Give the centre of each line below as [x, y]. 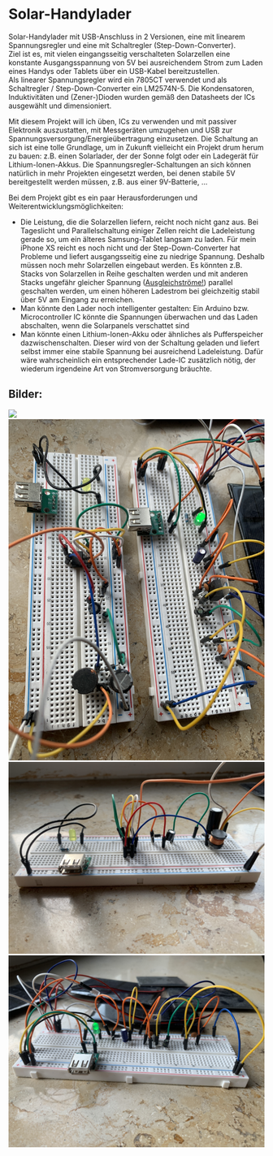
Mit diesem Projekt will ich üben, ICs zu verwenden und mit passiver [123, 121]
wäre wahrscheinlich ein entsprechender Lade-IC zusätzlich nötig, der [138, 360]
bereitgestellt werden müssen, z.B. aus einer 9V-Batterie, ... [108, 182]
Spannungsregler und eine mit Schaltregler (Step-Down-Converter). [122, 45]
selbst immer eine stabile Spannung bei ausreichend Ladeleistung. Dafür [142, 351]
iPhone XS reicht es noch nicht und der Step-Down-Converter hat [130, 248]
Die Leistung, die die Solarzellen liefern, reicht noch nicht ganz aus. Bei [139, 222]
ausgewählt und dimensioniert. [60, 106]
